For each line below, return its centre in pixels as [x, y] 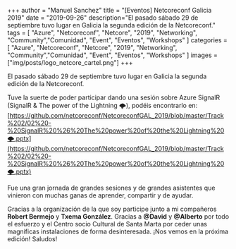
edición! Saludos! [32, 239]
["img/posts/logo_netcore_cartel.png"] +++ [70, 62]
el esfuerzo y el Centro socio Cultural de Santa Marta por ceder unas [107, 224]
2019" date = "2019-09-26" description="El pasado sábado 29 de [103, 18]
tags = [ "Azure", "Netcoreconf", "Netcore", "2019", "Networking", [103, 32]
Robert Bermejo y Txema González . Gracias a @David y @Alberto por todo [118, 217]
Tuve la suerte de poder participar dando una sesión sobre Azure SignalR [114, 97]
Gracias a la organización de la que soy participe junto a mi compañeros [112, 209]
